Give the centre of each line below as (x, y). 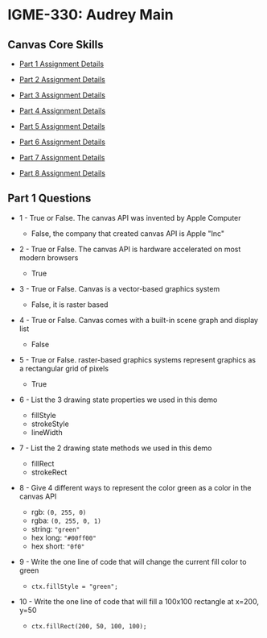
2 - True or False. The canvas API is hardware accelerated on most (130, 249)
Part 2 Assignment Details (62, 79)
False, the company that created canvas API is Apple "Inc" (128, 233)
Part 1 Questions (49, 199)
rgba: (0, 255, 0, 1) (66, 520)
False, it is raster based (70, 304)
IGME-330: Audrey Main (90, 15)
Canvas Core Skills (55, 45)
